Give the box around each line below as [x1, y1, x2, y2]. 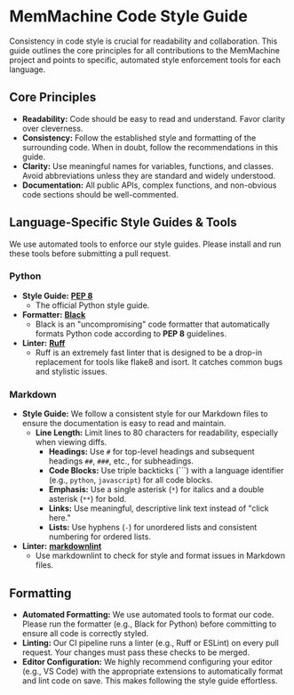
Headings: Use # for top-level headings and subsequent [48, 447, 255, 457]
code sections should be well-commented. [21, 189, 179, 199]
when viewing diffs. [35, 437, 107, 448]
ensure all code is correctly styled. [21, 627, 149, 638]
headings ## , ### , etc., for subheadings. [48, 456, 194, 466]
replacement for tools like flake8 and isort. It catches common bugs [35, 356, 283, 367]
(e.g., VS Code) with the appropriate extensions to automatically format [21, 666, 283, 676]
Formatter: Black [21, 309, 86, 319]
